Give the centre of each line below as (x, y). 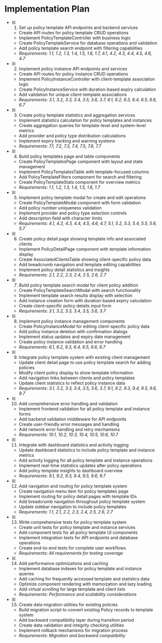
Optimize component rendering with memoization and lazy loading (85, 584)
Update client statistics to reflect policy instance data (72, 383)
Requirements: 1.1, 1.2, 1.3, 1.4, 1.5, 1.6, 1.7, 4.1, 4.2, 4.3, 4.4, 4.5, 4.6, (85, 53)
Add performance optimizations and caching (64, 563)
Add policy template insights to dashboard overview (71, 470)
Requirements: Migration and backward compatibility (72, 635)
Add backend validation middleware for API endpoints (73, 419)
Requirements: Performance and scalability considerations (78, 594)
